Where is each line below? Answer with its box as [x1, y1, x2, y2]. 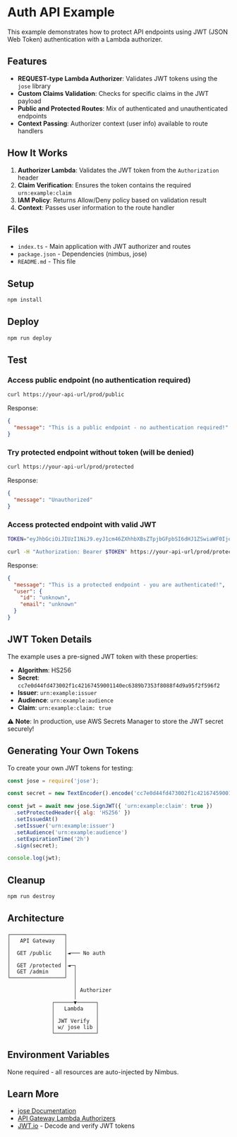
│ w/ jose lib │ [51, 1024, 99, 1031]
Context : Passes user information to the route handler [17, 203, 175, 211]
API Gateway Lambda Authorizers [17, 1114, 116, 1123]
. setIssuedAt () [13, 816, 59, 823]
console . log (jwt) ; [7, 854, 61, 862]
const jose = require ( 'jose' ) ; [7, 777, 99, 785]
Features [7, 56, 47, 68]
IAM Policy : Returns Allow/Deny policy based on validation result [17, 195, 207, 204]
